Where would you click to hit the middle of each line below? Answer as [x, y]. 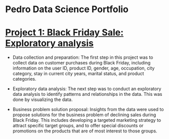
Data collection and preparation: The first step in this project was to [83, 57]
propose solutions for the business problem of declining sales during [84, 115]
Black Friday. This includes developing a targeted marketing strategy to [87, 120]
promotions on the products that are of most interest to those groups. [85, 131]
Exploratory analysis [50, 43]
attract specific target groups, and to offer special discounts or [78, 126]
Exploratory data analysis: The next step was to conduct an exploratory [87, 89]
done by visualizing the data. [43, 99]
